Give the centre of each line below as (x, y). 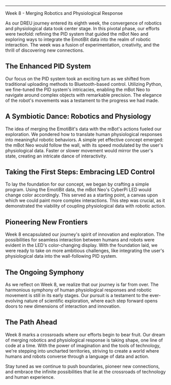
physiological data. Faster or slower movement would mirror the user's (79, 150)
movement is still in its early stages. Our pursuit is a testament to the (77, 296)
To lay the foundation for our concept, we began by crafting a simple (77, 184)
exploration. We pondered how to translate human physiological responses (84, 134)
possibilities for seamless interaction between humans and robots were (80, 240)
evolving (14, 301)
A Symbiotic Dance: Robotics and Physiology (78, 116)
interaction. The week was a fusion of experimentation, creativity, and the (82, 45)
